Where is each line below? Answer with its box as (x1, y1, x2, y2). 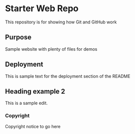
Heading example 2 (5, 87, 66, 96)
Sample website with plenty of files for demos (5, 46, 98, 52)
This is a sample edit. (5, 100, 48, 106)
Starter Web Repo (5, 3, 79, 14)
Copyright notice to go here (5, 123, 61, 129)
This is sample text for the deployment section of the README (5, 73, 131, 79)
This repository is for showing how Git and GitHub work (5, 19, 117, 25)
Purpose (5, 33, 32, 41)
